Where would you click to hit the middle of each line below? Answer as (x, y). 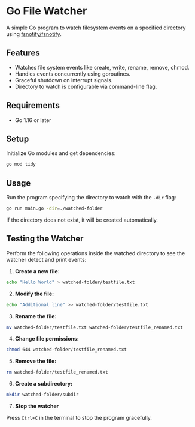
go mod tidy (21, 164)
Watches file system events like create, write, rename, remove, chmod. (102, 67)
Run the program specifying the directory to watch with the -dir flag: (91, 198)
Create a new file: (37, 271)
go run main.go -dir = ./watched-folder (54, 208)
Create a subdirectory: (44, 384)
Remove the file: (36, 361)
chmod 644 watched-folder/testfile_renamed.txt (67, 350)
